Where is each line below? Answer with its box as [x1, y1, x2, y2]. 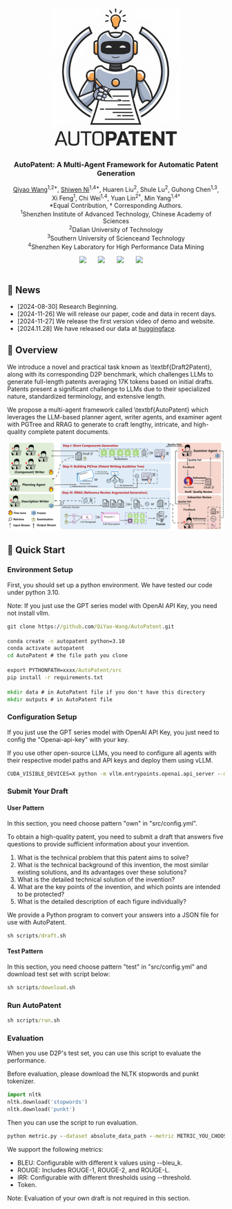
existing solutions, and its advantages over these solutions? [17, 868, 187, 876]
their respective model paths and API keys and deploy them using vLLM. [7, 756, 213, 764]
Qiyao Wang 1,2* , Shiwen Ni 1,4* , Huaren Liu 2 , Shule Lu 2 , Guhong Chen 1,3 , [12, 184, 220, 193]
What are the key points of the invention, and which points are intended [17, 882, 221, 891]
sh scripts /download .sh [7, 984, 76, 991]
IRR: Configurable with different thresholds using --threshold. [17, 1173, 192, 1181]
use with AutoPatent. [7, 917, 67, 926]
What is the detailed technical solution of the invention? [17, 875, 175, 884]
